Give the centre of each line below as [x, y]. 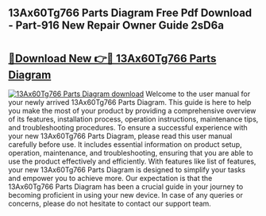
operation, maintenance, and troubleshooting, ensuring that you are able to [131, 153]
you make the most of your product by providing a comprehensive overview [132, 111]
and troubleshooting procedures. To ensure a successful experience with [128, 127]
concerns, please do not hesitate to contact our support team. [110, 203]
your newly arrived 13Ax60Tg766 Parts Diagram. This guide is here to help [130, 102]
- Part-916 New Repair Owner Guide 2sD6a [116, 26]
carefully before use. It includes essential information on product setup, [125, 145]
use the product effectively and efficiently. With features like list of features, [132, 161]
